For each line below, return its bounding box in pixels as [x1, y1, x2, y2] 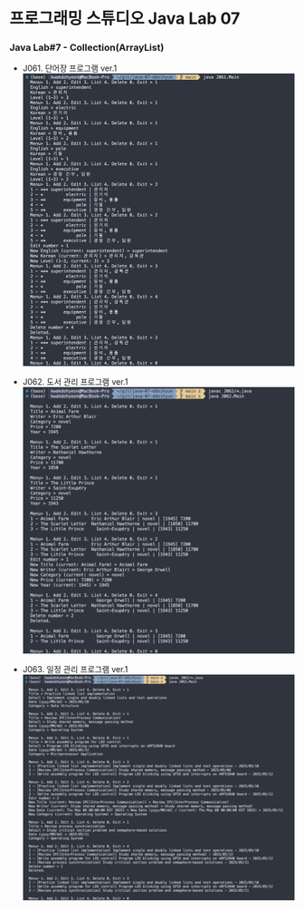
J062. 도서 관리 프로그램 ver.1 [22, 377, 128, 387]
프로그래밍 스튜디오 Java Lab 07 [9, 8, 241, 29]
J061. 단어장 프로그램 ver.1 [22, 63, 118, 73]
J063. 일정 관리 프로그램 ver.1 [22, 664, 128, 675]
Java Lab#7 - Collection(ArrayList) [9, 42, 165, 54]
